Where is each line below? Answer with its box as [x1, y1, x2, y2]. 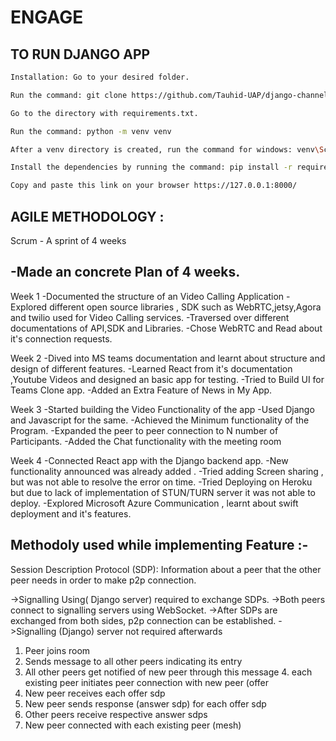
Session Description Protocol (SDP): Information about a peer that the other [10, 563, 322, 575]
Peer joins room [24, 644, 91, 656]
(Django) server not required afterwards [58, 625, 223, 637]
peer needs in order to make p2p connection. [10, 574, 197, 586]
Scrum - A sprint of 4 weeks [10, 234, 127, 246]
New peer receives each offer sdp [24, 687, 166, 699]
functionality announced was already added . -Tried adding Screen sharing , [10, 465, 324, 477]
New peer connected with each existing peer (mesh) [24, 719, 242, 731]
